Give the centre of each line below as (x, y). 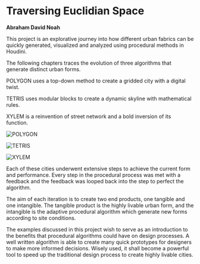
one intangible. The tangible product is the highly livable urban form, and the (100, 205)
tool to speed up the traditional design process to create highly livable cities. (100, 255)
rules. (13, 104)
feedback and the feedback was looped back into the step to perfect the (95, 181)
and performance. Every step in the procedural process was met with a (93, 175)
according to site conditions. (41, 218)
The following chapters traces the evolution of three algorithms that (89, 63)
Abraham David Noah (33, 27)
